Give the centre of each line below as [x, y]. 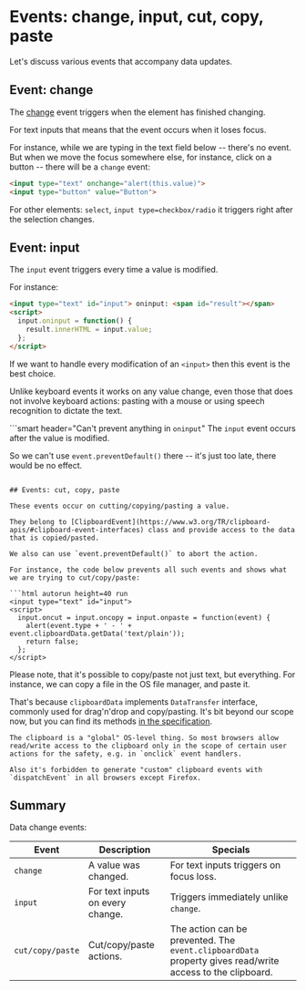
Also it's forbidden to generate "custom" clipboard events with [136, 769]
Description [125, 850]
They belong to [38, 521]
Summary [38, 805]
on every [107, 902]
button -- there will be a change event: [80, 167]
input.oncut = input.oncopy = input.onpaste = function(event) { [144, 617]
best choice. [33, 373]
